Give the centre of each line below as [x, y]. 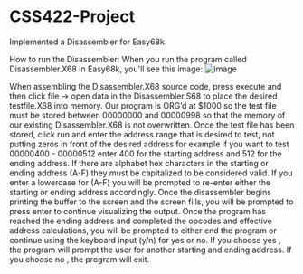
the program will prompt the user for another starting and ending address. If [151, 250]
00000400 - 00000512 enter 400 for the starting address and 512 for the [146, 153]
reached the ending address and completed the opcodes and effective [141, 221]
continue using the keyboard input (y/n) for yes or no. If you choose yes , [145, 240]
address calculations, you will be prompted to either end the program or [143, 230]
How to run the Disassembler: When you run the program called [128, 59]
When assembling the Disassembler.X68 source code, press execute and [146, 86]
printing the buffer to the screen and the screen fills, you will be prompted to [151, 202]
